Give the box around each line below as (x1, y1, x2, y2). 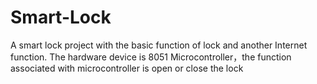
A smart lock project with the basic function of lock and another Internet (10, 39, 308, 51)
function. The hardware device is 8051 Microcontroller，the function (10, 51, 292, 63)
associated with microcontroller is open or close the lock (10, 62, 244, 74)
